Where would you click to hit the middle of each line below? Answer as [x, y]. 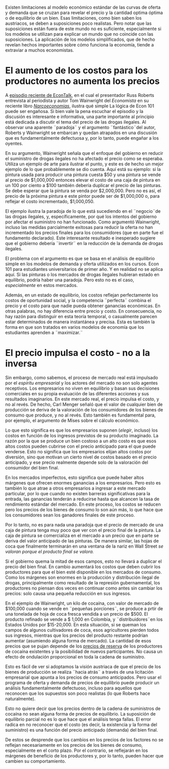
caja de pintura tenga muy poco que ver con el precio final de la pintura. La [83, 530]
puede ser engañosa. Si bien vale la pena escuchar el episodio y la [74, 111]
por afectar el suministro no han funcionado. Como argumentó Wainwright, [83, 222]
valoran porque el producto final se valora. [50, 551]
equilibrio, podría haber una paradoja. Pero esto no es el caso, [70, 280]
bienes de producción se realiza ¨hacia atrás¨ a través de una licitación [79, 672]
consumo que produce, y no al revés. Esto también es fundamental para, [80, 415]
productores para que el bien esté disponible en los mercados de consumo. [83, 572]
